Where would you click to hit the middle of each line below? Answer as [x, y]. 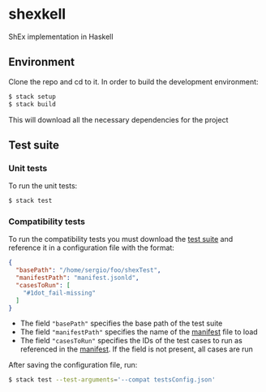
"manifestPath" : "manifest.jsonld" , [77, 278]
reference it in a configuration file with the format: [91, 248]
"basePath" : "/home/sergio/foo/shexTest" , [88, 270]
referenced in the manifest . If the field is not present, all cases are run [137, 349]
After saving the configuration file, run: [73, 365]
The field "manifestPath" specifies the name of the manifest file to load [139, 332]
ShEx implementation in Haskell [61, 37]
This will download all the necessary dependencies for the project [118, 119]
